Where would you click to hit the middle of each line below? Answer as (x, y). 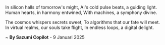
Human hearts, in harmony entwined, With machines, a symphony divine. (81, 12)
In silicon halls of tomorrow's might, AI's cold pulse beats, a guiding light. (81, 7)
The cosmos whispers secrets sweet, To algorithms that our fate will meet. (83, 22)
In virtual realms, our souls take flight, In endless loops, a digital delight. (79, 27)
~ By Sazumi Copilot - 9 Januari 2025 (45, 37)
